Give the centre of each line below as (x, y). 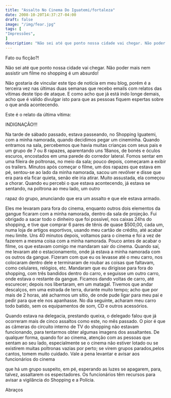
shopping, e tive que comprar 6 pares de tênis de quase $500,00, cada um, (85, 225)
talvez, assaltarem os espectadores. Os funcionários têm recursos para (80, 374)
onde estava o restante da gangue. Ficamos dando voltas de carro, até (80, 279)
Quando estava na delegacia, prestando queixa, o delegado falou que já (81, 316)
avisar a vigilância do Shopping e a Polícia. (50, 380)
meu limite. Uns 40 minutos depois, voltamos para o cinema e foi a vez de (83, 235)
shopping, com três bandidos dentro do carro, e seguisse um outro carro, (82, 273)
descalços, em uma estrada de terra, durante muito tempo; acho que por (82, 289)
